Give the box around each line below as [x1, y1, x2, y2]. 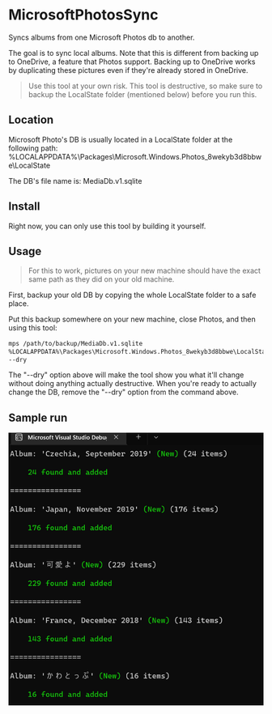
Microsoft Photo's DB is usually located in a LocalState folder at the [8, 134, 233, 144]
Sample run [8, 410, 68, 424]
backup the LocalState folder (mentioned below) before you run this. [28, 89, 257, 99]
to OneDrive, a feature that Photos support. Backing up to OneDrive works [8, 57, 256, 66]
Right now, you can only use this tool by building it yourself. [8, 221, 206, 231]
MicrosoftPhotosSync [8, 6, 159, 24]
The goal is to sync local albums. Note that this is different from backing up [8, 48, 259, 57]
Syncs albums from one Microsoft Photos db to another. [8, 32, 195, 42]
